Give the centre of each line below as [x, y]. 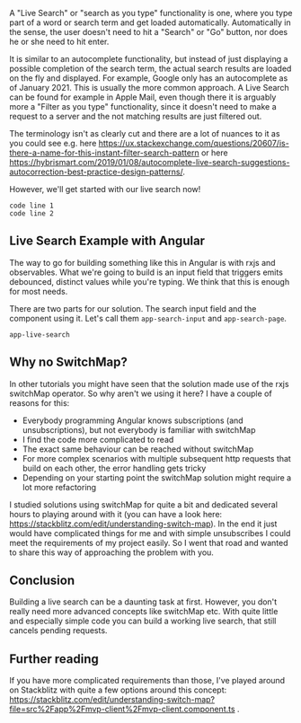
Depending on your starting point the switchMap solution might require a [157, 477]
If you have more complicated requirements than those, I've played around [147, 681]
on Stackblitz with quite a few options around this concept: [118, 690]
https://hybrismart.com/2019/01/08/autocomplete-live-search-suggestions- [150, 162]
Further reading [54, 659]
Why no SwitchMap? [68, 362]
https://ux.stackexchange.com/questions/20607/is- [194, 143]
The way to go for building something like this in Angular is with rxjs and [142, 262]
